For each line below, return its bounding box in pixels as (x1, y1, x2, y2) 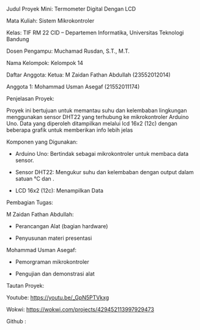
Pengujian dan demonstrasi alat (15, 270, 95, 277)
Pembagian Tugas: (6, 199, 54, 206)
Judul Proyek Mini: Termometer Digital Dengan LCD (6, 6, 136, 12)
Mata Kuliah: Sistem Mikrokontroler (6, 17, 95, 24)
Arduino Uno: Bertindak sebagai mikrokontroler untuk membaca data (15, 150, 189, 157)
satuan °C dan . (15, 175, 55, 182)
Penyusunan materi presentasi (15, 234, 92, 242)
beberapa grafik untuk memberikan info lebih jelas (6, 126, 133, 134)
